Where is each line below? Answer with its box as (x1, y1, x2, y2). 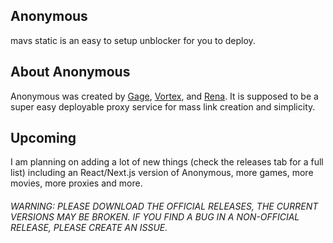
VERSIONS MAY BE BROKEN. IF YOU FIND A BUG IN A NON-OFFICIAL (10, 211, 300, 223)
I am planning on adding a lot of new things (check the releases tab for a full (10, 156, 324, 168)
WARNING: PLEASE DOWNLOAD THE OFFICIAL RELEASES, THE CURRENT (10, 200, 319, 213)
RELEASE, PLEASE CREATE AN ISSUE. (10, 222, 168, 234)
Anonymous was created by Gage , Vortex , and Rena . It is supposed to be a (10, 90, 319, 102)
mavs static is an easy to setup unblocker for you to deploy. (10, 34, 256, 46)
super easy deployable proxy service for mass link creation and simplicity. (10, 100, 316, 113)
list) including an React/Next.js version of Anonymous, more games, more (10, 167, 314, 179)
